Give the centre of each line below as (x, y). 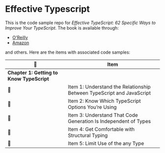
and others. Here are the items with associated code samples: (68, 52)
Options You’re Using (92, 107)
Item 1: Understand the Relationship (109, 87)
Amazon (21, 42)
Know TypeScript (28, 79)
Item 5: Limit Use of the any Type (106, 143)
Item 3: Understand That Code (103, 115)
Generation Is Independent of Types (110, 121)
